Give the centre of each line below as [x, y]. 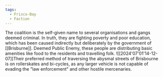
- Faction [20, 19]
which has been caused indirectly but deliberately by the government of [78, 43]
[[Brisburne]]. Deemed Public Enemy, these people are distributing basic [79, 48]
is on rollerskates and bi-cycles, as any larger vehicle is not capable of [77, 64]
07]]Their [15, 59]
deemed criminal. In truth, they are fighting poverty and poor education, [78, 38]
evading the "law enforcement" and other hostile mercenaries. [68, 69]
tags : [11, 10]
